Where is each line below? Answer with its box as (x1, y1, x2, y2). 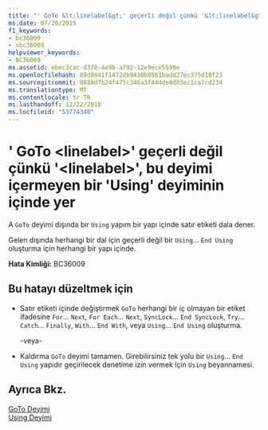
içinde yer (8, 193, 76, 211)
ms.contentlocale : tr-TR (8, 93, 91, 101)
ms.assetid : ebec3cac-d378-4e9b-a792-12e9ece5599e (8, 64, 180, 72)
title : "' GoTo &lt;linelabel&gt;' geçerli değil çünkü (8, 11, 198, 20)
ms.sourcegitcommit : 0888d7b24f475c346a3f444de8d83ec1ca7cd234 (8, 78, 223, 86)
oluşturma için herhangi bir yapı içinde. (8, 243, 136, 253)
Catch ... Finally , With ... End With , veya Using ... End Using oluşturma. (19, 320, 242, 329)
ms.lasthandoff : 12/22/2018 (8, 101, 102, 108)
